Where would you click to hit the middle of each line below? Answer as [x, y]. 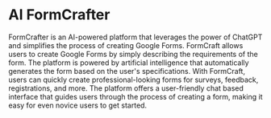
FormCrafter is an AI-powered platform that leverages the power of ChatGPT [135, 37]
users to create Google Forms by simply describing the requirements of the [133, 54]
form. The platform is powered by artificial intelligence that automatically [129, 63]
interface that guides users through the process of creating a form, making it [135, 96]
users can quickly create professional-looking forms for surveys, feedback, [133, 79]
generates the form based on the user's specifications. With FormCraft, [127, 71]
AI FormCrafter [59, 15]
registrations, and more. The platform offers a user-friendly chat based [126, 88]
